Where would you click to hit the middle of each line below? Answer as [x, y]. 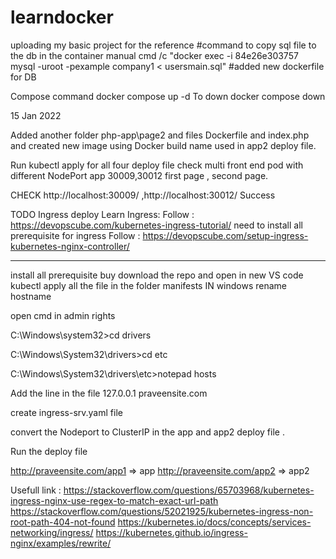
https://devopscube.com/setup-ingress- [225, 235]
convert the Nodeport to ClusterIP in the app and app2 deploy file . [147, 432]
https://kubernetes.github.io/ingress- [171, 532]
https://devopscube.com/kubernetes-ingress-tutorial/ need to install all [156, 225]
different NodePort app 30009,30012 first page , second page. [139, 175]
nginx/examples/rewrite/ [61, 543]
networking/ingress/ [52, 532]
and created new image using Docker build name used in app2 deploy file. [163, 145]
